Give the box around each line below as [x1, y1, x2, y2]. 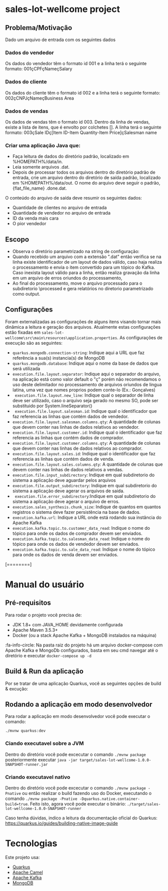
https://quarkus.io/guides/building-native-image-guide [5, 820, 118, 826]
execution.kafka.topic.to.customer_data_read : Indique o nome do [12, 525, 150, 531]
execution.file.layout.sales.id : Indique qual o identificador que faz [12, 450, 156, 456]
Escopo [5, 235, 29, 244]
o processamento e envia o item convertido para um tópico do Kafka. [12, 264, 155, 270]
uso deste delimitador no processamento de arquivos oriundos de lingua [12, 381, 162, 387]
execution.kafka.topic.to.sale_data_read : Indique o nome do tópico [12, 546, 155, 552]
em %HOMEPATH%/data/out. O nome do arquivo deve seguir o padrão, [12, 180, 160, 186]
